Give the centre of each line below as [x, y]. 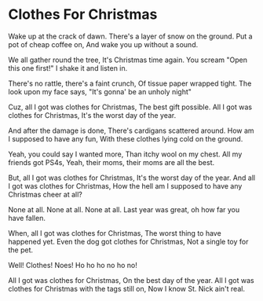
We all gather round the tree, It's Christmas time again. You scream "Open [128, 60]
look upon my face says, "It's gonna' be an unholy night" [100, 91]
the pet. [21, 250]
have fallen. [27, 218]
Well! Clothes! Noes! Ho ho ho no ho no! [73, 265]
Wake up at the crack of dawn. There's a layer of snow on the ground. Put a [130, 36]
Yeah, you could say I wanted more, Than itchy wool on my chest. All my [125, 154]
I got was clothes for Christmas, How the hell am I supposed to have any [125, 185]
